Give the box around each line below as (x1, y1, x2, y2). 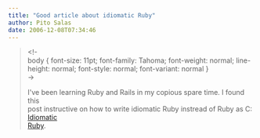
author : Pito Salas (8, 19, 72, 27)
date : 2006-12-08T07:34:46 (8, 26, 96, 34)
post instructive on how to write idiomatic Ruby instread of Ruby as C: (27, 104, 253, 114)
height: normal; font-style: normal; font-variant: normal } (27, 64, 209, 74)
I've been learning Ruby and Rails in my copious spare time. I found (27, 88, 245, 97)
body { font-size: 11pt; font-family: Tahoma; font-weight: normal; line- (27, 56, 251, 65)
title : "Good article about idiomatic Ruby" (8, 11, 156, 20)
